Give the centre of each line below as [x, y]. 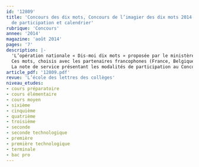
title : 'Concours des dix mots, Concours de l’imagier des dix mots [92, 17]
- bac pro [18, 155]
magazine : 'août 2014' [34, 39]
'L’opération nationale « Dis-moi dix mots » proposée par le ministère [103, 56]
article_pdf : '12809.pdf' [38, 72]
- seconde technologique [37, 133]
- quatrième [21, 116]
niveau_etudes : [25, 83]
